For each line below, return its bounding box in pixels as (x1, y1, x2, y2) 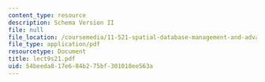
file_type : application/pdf (8, 41, 101, 48)
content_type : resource (8, 11, 87, 20)
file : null (8, 26, 44, 34)
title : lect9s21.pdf (8, 55, 77, 63)
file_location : (8, 33, 58, 41)
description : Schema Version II (8, 19, 114, 27)
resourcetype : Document (8, 48, 87, 55)
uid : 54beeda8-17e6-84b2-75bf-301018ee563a (8, 62, 154, 70)
